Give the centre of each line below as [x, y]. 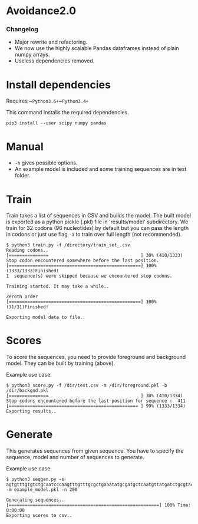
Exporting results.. [32, 411]
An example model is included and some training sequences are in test [100, 169]
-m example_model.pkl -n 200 [42, 490]
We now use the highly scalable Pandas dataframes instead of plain [97, 48]
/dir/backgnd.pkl [27, 391]
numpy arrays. [32, 55]
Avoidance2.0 [41, 11]
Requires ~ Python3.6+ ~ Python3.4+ [47, 101]
